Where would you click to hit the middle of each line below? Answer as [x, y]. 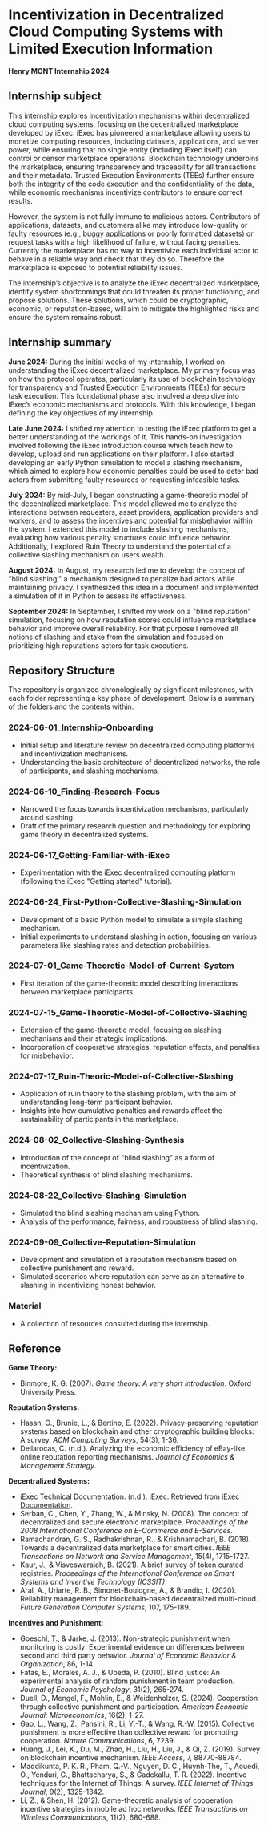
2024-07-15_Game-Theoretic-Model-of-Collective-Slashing [128, 1012]
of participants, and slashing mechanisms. [90, 771]
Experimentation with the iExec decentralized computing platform [128, 872]
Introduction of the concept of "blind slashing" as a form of [117, 1157]
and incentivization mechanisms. [74, 753]
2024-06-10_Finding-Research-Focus [84, 792]
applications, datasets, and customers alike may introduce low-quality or [128, 225]
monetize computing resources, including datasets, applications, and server [133, 141]
